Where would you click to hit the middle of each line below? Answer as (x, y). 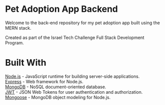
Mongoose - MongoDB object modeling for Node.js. (58, 97)
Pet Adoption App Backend (62, 9)
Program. (15, 42)
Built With (26, 63)
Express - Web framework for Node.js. (44, 81)
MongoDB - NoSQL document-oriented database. (56, 87)
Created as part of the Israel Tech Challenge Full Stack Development (75, 37)
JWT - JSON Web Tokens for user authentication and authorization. (74, 92)
